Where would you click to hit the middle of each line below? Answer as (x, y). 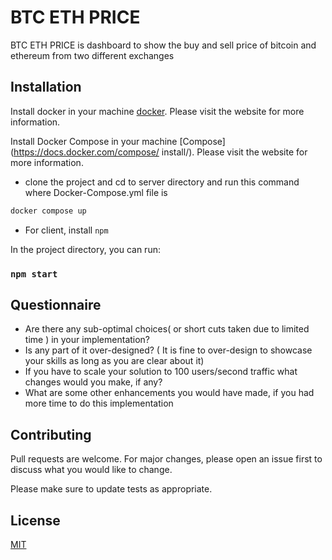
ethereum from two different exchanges (92, 55)
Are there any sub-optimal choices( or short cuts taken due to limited (167, 329)
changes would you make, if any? (93, 382)
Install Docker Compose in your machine (94, 141)
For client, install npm (66, 230)
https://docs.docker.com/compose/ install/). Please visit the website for (160, 152)
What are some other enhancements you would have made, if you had (169, 393)
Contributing (51, 434)
